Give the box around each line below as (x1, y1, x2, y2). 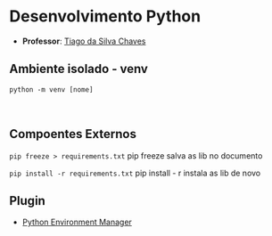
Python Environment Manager (21, 216, 132, 228)
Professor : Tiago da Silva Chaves (21, 36, 146, 46)
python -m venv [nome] (9, 85, 94, 94)
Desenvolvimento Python (9, 6, 202, 27)
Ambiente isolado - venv (9, 61, 149, 77)
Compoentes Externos (9, 126, 136, 142)
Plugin (9, 193, 46, 208)
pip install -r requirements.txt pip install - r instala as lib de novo (9, 167, 261, 178)
